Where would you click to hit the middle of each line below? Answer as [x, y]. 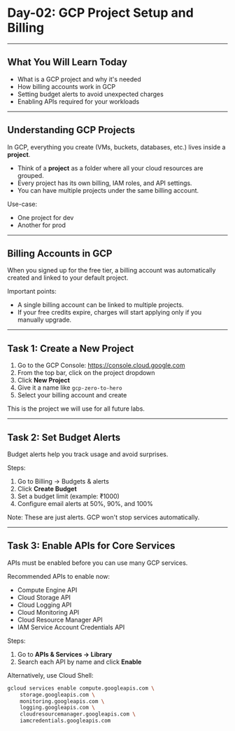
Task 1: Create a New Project [71, 348]
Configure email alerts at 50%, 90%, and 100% [85, 504]
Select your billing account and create [72, 395]
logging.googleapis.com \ [58, 708]
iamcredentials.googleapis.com [65, 721]
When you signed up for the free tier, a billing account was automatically [112, 271]
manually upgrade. [44, 320]
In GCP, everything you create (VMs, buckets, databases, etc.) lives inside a [116, 147]
